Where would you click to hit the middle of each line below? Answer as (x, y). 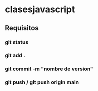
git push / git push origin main (42, 82)
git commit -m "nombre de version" (49, 69)
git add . (15, 55)
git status (17, 42)
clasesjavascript (40, 9)
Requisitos (22, 28)
